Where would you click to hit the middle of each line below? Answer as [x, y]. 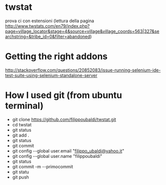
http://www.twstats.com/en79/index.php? [47, 26]
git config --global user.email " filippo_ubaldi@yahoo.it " [68, 151]
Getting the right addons [56, 56]
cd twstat [22, 124]
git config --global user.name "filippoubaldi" [57, 156]
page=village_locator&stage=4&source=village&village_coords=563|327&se [82, 31]
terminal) [24, 106]
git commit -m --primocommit [42, 166]
